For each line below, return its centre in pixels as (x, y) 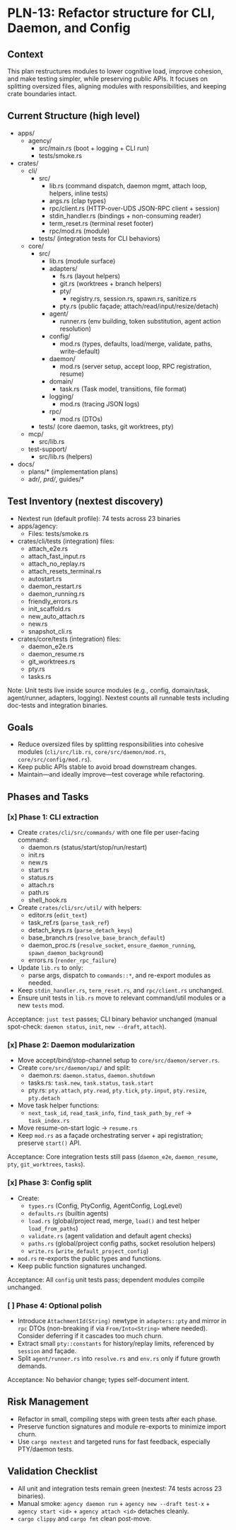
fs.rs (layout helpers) (90, 276)
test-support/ (47, 449)
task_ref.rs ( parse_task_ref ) (69, 923)
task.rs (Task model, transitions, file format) (123, 389)
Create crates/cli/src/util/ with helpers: (79, 908)
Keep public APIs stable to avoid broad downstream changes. (107, 767)
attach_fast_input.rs (57, 556)
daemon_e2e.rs (51, 646)
